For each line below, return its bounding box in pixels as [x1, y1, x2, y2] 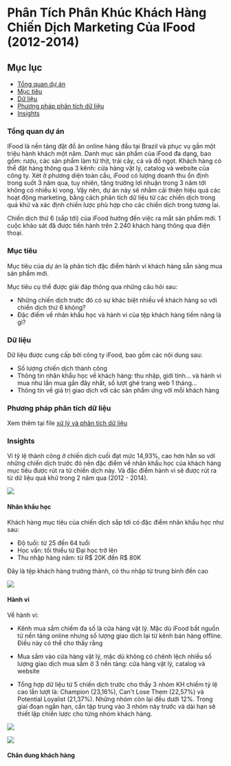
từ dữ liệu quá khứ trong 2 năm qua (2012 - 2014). [7, 474, 148, 482]
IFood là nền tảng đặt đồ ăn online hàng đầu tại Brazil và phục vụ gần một [7, 142, 216, 150]
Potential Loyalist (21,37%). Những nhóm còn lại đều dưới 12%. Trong [16, 695, 213, 703]
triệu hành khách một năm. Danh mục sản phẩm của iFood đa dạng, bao [7, 150, 212, 158]
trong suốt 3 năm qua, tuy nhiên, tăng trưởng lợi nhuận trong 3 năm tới [7, 179, 206, 187]
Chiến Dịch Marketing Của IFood [7, 19, 196, 35]
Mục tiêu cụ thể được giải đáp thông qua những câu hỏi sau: [7, 282, 178, 291]
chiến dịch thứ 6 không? [16, 303, 86, 311]
